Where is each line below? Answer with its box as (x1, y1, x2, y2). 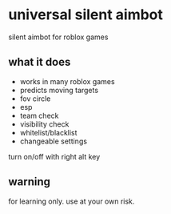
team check (19, 111, 59, 120)
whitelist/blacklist (19, 127, 78, 137)
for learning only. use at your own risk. (8, 196, 135, 206)
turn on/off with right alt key (8, 151, 101, 161)
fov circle (19, 94, 51, 103)
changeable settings (19, 136, 88, 146)
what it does (8, 55, 71, 69)
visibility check (19, 119, 70, 129)
